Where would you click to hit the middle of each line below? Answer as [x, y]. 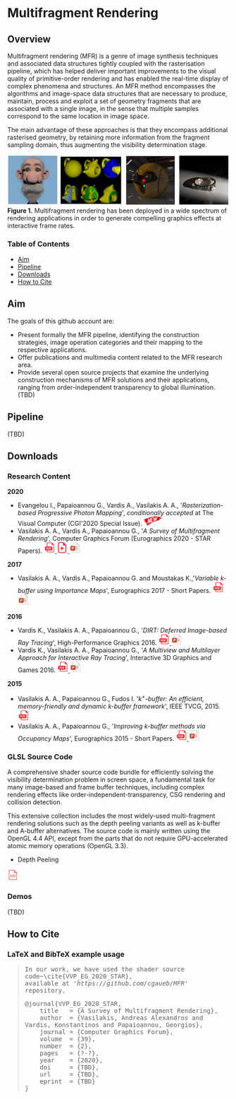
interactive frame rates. [41, 225]
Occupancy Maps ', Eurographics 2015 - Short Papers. [96, 739]
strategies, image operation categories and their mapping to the [110, 342]
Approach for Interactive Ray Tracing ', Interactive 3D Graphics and [114, 658]
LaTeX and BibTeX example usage [66, 954]
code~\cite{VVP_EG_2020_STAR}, [79, 976]
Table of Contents [39, 244]
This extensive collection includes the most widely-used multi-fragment [111, 816]
